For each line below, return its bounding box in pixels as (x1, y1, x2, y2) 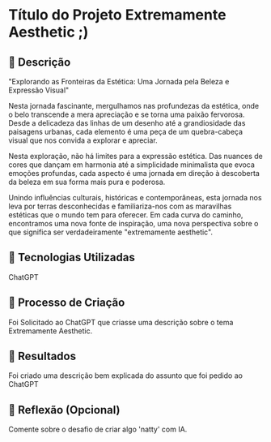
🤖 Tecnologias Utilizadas (8, 251, 135, 264)
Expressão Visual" (8, 85, 70, 95)
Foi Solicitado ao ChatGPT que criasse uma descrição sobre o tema (8, 317, 234, 327)
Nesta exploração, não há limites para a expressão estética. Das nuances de (8, 152, 263, 161)
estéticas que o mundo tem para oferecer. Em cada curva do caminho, (8, 210, 243, 220)
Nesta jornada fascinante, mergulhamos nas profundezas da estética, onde (8, 101, 260, 110)
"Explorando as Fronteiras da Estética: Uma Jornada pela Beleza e (8, 77, 230, 86)
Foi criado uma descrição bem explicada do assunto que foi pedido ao (8, 371, 243, 380)
